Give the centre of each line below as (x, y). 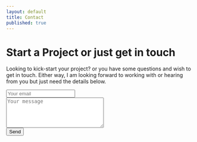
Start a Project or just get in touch (91, 52)
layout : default (26, 12)
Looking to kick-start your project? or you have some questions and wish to (99, 69)
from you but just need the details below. (56, 82)
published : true (26, 23)
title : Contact (25, 17)
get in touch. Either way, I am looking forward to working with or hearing (95, 75)
